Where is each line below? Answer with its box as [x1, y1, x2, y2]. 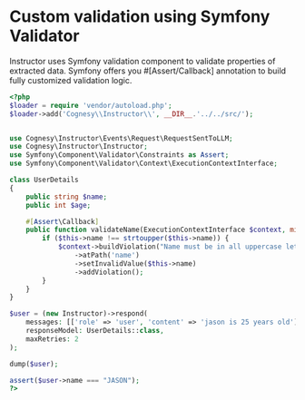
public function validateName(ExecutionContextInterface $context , [25, 225, 286, 235]
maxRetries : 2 [25, 334, 79, 344]
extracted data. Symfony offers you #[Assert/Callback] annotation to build [9, 65, 287, 76]
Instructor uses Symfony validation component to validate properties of [9, 55, 276, 66]
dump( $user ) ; [9, 359, 59, 368]
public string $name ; [25, 192, 107, 201]
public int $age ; [25, 200, 92, 210]
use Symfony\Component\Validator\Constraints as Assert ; [9, 151, 230, 160]
